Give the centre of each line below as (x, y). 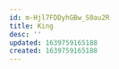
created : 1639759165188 (54, 51)
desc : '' (25, 34)
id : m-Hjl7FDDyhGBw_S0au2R (59, 17)
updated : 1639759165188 (54, 43)
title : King (31, 26)
